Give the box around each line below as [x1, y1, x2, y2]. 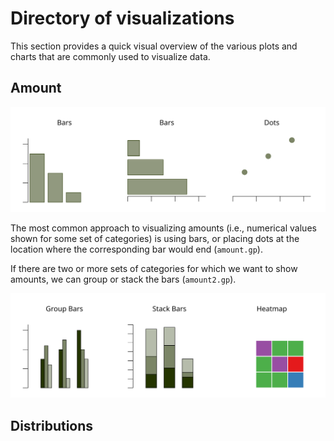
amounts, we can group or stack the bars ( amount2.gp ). [10, 273, 237, 285]
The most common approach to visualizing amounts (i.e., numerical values [10, 222, 317, 234]
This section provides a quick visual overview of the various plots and [10, 40, 298, 52]
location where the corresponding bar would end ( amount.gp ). [10, 243, 263, 255]
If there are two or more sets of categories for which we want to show [10, 262, 298, 274]
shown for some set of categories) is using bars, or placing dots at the [10, 232, 300, 244]
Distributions [10, 417, 94, 434]
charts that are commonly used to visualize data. [10, 50, 211, 62]
